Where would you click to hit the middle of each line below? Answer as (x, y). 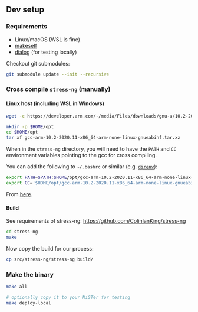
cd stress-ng (22, 232)
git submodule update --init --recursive (58, 74)
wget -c (16, 116)
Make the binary (30, 274)
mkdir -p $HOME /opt (30, 126)
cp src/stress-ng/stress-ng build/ (50, 259)
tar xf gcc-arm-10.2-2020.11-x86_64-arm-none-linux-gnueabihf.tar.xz (93, 138)
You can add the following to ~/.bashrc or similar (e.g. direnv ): (82, 167)
